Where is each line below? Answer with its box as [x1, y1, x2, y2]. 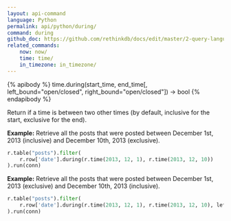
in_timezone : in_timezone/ [19, 61, 97, 68]
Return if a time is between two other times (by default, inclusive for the [7, 108, 210, 116]
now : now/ [19, 49, 48, 56]
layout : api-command [7, 10, 67, 17]
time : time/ [19, 55, 54, 62]
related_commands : [7, 42, 60, 49]
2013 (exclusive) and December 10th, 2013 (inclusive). [7, 182, 160, 190]
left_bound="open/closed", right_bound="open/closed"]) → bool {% [7, 87, 201, 96]
